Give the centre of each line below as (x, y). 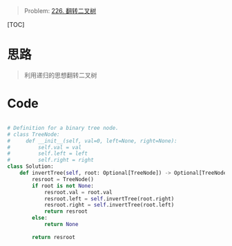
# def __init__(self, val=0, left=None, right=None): (92, 141)
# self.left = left (48, 154)
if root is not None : (63, 186)
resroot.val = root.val (78, 192)
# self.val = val (44, 147)
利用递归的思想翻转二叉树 (60, 75)
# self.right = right (51, 160)
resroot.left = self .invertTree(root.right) (109, 199)
